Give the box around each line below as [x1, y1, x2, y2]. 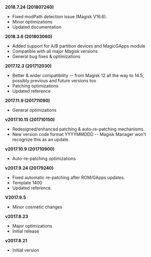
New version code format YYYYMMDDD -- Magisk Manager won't [12, 131, 146, 137]
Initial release [12, 228, 39, 234]
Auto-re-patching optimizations [12, 155, 76, 161]
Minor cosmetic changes [12, 204, 63, 210]
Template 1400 [12, 180, 43, 185]
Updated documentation [12, 24, 62, 30]
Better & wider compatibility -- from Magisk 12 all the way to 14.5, [12, 73, 144, 78]
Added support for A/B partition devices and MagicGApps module [12, 43, 146, 49]
